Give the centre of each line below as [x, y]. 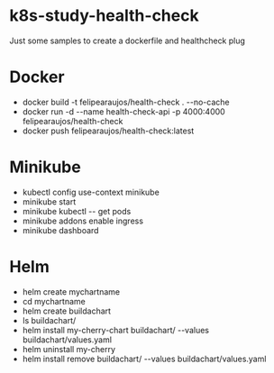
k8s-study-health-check [105, 16]
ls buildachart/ [49, 320]
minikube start [49, 201]
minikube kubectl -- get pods [77, 211]
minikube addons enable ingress [83, 221]
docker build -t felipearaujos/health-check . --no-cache [126, 102]
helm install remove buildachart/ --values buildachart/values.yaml [144, 359]
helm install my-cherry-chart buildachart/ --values [116, 330]
